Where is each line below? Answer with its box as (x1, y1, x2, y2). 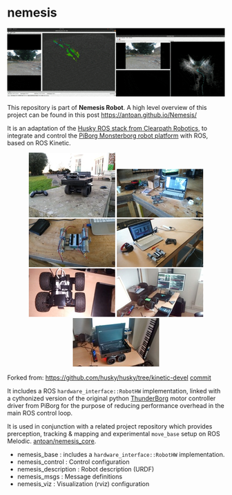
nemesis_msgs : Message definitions (17, 472, 123, 480)
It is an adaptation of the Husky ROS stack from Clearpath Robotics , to (7, 124, 208, 132)
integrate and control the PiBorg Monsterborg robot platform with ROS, (7, 131, 209, 140)
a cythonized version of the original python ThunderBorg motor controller (7, 394, 216, 402)
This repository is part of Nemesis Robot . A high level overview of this (7, 103, 207, 111)
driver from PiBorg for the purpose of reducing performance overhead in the (7, 401, 224, 409)
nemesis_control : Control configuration (17, 458, 130, 466)
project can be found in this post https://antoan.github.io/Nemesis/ (7, 111, 197, 119)
